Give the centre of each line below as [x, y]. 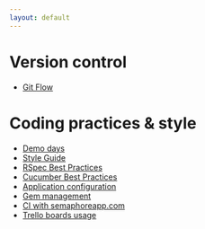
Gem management [57, 196]
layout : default [40, 18]
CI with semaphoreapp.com [74, 205]
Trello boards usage [59, 215]
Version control [68, 62]
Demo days [44, 148]
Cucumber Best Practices [70, 177]
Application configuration [69, 186]
